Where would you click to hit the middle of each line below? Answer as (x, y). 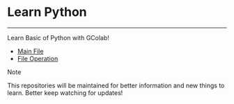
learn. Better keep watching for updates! (65, 93)
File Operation (38, 58)
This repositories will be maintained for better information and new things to (116, 85)
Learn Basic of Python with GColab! (58, 37)
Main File (30, 51)
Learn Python (47, 12)
